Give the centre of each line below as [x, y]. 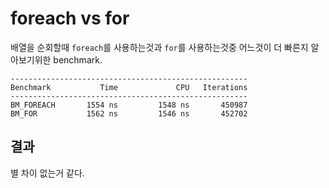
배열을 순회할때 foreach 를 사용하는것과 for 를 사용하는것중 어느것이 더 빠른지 [159, 47]
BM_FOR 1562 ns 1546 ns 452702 [129, 113]
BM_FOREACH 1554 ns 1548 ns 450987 [129, 105]
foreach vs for [70, 18]
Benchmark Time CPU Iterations [129, 87]
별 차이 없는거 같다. [47, 173]
